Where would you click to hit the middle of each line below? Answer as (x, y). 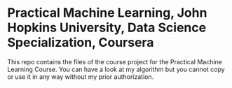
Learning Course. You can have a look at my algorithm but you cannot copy (116, 69)
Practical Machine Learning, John (107, 13)
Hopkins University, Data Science (107, 28)
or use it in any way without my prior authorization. (81, 76)
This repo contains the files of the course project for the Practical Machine (115, 61)
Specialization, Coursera (81, 43)
